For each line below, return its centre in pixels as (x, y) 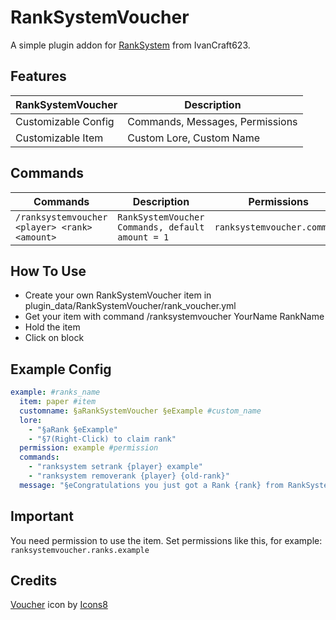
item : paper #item (58, 402)
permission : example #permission (89, 448)
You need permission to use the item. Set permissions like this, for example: (166, 540)
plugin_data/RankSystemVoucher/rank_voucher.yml (130, 306)
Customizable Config (65, 121)
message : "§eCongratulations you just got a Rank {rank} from (151, 485)
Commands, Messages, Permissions (212, 121)
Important (42, 516)
